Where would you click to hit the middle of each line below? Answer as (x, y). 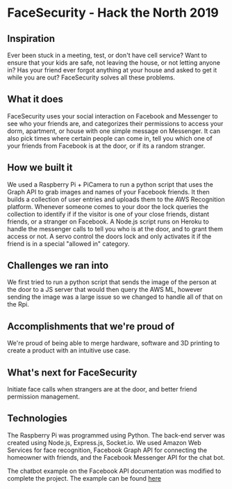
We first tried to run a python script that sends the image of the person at (112, 282)
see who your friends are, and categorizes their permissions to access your (115, 123)
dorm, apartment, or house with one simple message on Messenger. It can (114, 131)
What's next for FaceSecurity (72, 372)
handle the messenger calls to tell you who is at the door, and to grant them (115, 228)
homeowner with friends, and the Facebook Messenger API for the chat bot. (116, 457)
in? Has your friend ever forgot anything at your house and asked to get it (112, 70)
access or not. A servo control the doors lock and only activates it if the (109, 236)
